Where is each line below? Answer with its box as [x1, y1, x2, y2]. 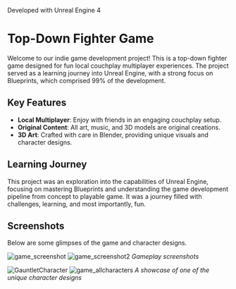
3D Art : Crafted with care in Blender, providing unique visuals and [17, 130, 209, 139]
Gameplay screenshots [131, 252, 199, 261]
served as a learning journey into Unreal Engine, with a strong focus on [7, 68, 213, 77]
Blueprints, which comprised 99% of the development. [7, 76, 166, 85]
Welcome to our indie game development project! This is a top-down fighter [7, 54, 228, 62]
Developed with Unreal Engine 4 [7, 6, 101, 14]
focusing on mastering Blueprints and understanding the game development [7, 185, 229, 193]
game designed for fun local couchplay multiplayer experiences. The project [7, 61, 229, 70]
